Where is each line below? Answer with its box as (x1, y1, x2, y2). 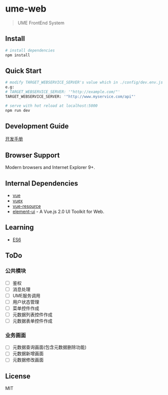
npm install (5, 53, 30, 58)
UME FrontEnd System (17, 20, 64, 26)
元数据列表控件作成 (12, 312, 53, 318)
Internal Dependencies (5, 179, 78, 188)
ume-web (5, 3, 47, 15)
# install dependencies (5, 48, 55, 53)
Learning (5, 223, 34, 232)
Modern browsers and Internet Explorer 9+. (5, 164, 96, 170)
